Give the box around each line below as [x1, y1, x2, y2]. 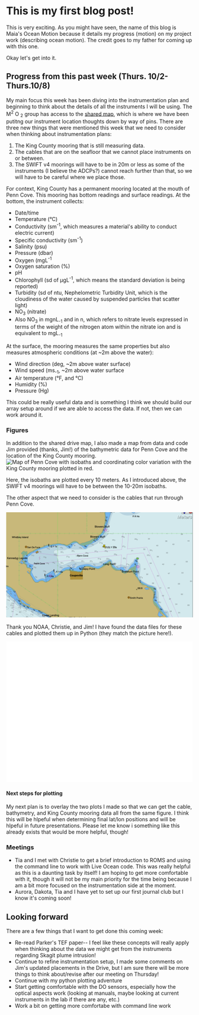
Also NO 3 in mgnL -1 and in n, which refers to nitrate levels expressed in [14, 316, 188, 324]
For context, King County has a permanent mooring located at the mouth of [6, 185, 190, 193]
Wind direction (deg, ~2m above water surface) [14, 361, 131, 368]
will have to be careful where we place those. [14, 174, 126, 181]
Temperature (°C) [14, 216, 58, 223]
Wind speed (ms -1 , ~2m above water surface [14, 367, 124, 376]
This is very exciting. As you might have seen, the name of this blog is [6, 24, 176, 31]
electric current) [14, 229, 54, 236]
